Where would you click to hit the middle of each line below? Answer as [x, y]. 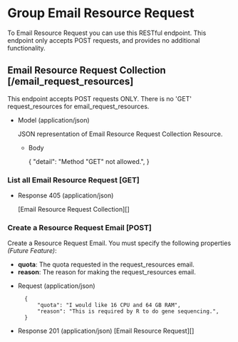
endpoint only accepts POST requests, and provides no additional [104, 40]
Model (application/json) [54, 120]
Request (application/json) [56, 286]
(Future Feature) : [32, 251]
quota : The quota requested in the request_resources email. [106, 264]
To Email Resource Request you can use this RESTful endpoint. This [107, 33]
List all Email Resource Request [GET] [74, 180]
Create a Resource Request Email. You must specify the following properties [119, 243]
